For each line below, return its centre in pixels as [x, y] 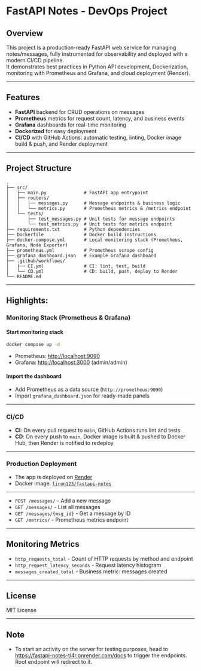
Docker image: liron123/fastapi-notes [63, 483]
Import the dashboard [34, 376]
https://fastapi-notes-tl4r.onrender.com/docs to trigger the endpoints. [101, 655]
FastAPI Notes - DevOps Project [87, 11]
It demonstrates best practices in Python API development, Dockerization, [97, 67]
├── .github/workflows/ [36, 261]
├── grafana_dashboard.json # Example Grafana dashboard [81, 255]
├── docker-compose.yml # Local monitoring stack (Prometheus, [95, 240]
